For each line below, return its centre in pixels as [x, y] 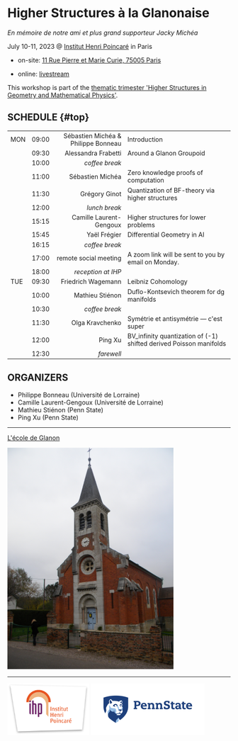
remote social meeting [89, 258]
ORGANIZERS [38, 378]
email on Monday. [153, 262]
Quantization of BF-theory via [171, 190]
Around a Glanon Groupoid [166, 153]
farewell [110, 353]
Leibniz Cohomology [157, 282]
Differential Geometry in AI [166, 234]
